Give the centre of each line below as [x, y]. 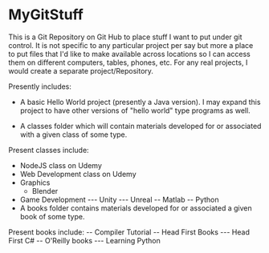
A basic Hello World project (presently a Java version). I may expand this [140, 102]
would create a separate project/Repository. [81, 70]
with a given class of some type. [73, 135]
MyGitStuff [46, 15]
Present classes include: [49, 150]
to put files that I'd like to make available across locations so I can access [129, 54]
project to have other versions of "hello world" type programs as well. [135, 110]
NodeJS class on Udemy [61, 165]
